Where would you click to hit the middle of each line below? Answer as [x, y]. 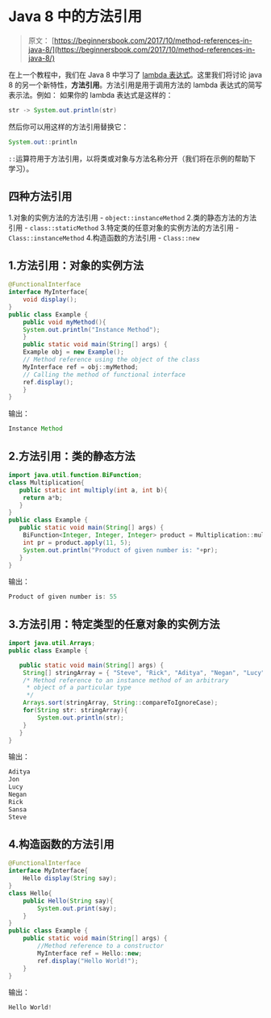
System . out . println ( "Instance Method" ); [92, 329]
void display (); [50, 300]
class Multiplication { [46, 482]
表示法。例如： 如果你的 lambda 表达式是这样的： [91, 94]
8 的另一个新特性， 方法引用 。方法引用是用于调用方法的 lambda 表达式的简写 [135, 85]
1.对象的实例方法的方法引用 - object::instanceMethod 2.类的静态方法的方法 [133, 217]
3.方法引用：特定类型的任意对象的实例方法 [114, 624]
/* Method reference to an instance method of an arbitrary [126, 680]
